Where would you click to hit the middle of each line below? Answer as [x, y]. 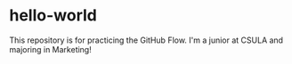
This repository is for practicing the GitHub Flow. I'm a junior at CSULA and [146, 40]
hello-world [53, 16]
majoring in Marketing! [50, 49]
